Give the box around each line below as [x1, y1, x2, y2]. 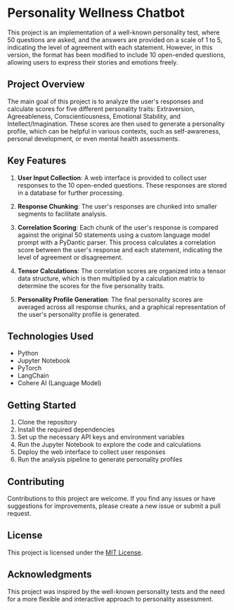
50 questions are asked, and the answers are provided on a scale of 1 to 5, [7, 35, 223, 44]
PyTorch [17, 364, 42, 372]
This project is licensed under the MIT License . [7, 548, 143, 557]
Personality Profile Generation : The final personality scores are [17, 295, 203, 304]
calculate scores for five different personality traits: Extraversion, [7, 104, 195, 113]
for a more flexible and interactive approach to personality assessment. [7, 595, 214, 603]
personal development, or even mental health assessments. [7, 134, 181, 143]
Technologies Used [7, 330, 93, 342]
